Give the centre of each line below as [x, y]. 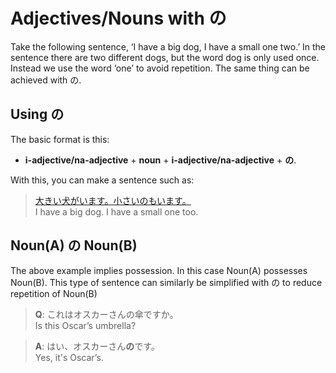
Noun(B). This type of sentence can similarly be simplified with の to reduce [166, 282]
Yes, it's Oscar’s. [69, 357]
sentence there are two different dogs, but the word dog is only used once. [165, 57]
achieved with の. [46, 80]
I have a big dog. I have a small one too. [116, 211]
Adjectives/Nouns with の [118, 18]
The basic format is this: [60, 139]
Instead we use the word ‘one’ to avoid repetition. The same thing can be [160, 68]
